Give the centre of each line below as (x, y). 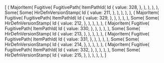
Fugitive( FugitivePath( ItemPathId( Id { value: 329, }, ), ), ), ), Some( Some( (82, 18)
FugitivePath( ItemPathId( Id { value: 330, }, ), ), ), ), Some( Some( (72, 28)
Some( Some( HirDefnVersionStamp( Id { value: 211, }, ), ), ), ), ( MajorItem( (82, 12)
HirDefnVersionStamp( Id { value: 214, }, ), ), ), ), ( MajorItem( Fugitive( (77, 44)
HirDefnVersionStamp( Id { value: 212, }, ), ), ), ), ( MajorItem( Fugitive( (77, 23)
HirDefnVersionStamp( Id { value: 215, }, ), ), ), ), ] (56, 55)
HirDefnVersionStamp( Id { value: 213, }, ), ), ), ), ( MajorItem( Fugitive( (77, 34)
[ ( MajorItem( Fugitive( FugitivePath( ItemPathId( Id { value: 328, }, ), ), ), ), (82, 7)
